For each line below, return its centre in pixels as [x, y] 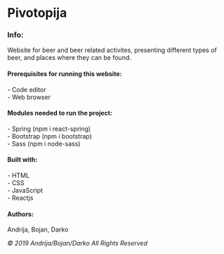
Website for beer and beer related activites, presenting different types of [112, 50]
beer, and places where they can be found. [70, 58]
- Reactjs [20, 198]
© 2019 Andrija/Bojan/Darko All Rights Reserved [77, 243]
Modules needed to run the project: [60, 113]
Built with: [22, 160]
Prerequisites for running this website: [65, 74]
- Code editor [27, 89]
